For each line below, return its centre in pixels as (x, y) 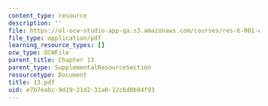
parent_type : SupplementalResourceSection (80, 68)
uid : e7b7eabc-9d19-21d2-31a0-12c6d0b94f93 (82, 90)
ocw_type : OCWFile (39, 53)
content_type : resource (48, 16)
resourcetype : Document (48, 75)
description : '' (35, 23)
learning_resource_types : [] (57, 45)
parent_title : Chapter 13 (51, 61)
